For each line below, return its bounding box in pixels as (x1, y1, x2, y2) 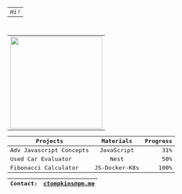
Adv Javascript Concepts (10, 146, 90, 154)
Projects (36, 137, 64, 144)
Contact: (10, 180, 38, 188)
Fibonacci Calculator (10, 164, 79, 172)
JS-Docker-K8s (94, 164, 140, 172)
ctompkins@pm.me (43, 180, 95, 188)
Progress (144, 137, 173, 144)
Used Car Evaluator (10, 155, 72, 162)
